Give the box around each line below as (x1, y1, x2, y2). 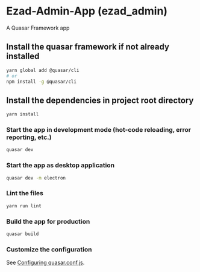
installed (6, 51, 40, 62)
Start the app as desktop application (6, 161, 115, 170)
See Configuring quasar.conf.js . (6, 259, 85, 267)
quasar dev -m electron (6, 175, 66, 181)
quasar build (6, 231, 39, 237)
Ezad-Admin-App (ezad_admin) (6, 4, 167, 18)
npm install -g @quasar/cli (6, 79, 77, 85)
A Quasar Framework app (6, 24, 70, 31)
